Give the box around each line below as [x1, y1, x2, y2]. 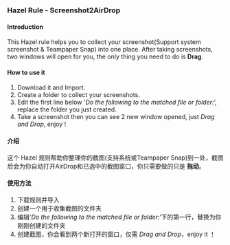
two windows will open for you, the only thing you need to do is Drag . [7, 52, 204, 61]
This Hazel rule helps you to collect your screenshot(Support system [7, 38, 201, 46]
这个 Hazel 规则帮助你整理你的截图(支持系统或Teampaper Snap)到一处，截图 [7, 153, 224, 162]
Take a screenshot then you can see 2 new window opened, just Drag [16, 113, 215, 121]
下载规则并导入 [16, 195, 60, 204]
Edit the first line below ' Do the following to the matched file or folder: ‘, [16, 98, 218, 107]
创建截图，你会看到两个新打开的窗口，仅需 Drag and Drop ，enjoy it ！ [16, 230, 216, 238]
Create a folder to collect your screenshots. [16, 91, 141, 99]
